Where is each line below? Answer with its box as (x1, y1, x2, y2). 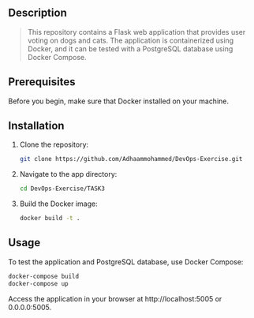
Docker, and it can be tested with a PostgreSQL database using (27, 43, 233, 54)
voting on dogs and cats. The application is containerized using (27, 36, 234, 45)
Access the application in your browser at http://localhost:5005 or (8, 294, 222, 303)
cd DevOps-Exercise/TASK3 (19, 185, 105, 193)
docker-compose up (8, 279, 69, 287)
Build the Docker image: (19, 199, 99, 208)
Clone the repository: (19, 140, 89, 149)
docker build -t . (19, 215, 80, 223)
